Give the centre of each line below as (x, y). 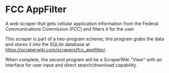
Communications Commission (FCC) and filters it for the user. (70, 29)
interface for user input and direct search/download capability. (71, 65)
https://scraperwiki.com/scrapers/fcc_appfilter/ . (56, 50)
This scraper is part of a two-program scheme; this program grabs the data (85, 39)
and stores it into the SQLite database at (48, 44)
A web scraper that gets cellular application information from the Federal (82, 23)
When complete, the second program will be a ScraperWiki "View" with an (84, 59)
